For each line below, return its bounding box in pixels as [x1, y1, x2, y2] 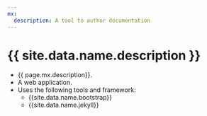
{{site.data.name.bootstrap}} [28, 93, 112, 102]
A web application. [17, 79, 72, 87]
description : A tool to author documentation [13, 17, 151, 24]
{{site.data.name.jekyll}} [28, 100, 99, 110]
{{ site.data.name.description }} [7, 47, 201, 64]
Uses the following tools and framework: [17, 86, 136, 94]
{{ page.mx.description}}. [17, 71, 93, 79]
